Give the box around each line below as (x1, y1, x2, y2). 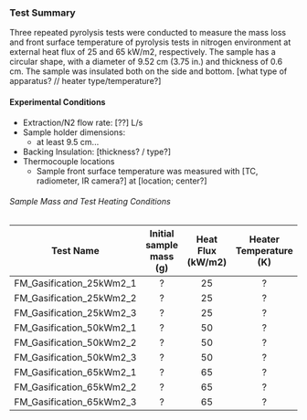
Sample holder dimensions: (22, 126, 126, 138)
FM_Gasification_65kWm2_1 (14, 365, 137, 378)
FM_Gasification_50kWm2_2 (14, 336, 137, 349)
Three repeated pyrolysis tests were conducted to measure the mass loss (9, 27, 286, 38)
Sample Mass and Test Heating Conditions (9, 196, 171, 207)
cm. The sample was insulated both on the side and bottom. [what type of (9, 66, 288, 77)
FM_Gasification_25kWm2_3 (14, 306, 137, 319)
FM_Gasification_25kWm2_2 (14, 291, 137, 304)
